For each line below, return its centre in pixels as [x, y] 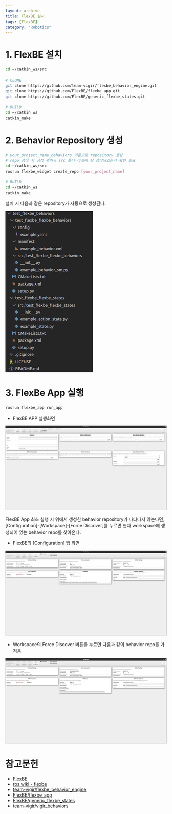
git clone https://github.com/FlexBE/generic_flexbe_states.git [75, 97]
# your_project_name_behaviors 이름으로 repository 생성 [64, 155]
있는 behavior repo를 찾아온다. [50, 532]
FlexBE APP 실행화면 [34, 418]
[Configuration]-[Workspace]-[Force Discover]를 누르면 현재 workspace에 [83, 526]
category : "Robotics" [28, 27]
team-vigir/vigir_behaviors [40, 806]
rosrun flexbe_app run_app [34, 408]
